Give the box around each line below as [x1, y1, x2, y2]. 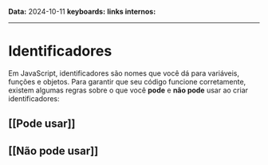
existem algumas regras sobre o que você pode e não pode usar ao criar [8, 85, 249, 95]
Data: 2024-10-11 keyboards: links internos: [8, 7, 156, 16]
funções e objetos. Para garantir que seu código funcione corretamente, [8, 77, 246, 86]
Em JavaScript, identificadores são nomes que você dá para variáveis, [8, 68, 239, 78]
